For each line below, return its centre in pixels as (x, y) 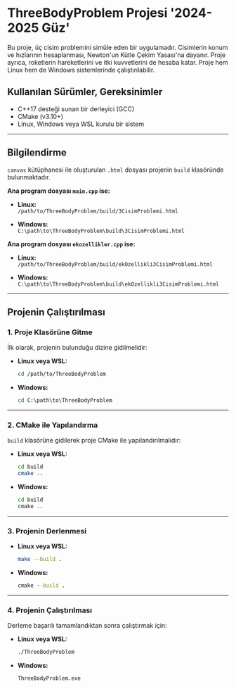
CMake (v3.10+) (40, 116)
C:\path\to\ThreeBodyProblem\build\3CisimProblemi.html (101, 231)
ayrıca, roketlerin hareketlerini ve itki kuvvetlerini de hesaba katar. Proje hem (118, 62)
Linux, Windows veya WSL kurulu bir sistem (81, 124)
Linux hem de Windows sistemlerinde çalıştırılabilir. (81, 70)
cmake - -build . (41, 586)
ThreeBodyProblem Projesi (87, 13)
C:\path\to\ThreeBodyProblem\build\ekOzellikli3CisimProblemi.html (118, 284)
